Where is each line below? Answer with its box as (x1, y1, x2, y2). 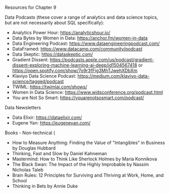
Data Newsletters (5, 105, 41, 110)
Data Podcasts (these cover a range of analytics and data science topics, (5, 14, 158, 20)
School (12, 178, 27, 183)
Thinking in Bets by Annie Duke (12, 183, 78, 189)
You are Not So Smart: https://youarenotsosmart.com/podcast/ (12, 94, 145, 101)
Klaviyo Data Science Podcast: (12, 73, 77, 79)
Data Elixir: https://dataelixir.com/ (12, 114, 82, 120)
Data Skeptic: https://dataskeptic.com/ (12, 51, 93, 57)
